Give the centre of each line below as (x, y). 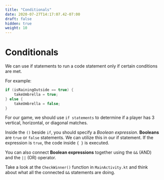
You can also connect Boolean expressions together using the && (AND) (78, 152)
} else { (14, 99)
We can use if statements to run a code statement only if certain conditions (81, 66)
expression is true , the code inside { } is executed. (57, 143)
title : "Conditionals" (28, 10)
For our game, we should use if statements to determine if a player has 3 (80, 118)
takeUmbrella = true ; (36, 94)
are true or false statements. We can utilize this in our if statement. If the (79, 138)
